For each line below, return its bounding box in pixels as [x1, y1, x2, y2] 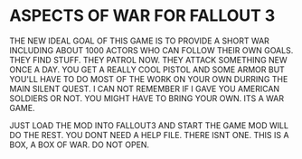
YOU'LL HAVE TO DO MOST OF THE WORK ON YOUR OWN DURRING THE [9, 73, 288, 84]
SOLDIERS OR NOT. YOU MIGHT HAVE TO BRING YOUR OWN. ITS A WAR [9, 92, 285, 104]
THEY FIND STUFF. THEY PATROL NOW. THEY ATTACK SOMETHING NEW [9, 54, 288, 65]
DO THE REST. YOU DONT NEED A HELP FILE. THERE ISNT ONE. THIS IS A [9, 129, 289, 140]
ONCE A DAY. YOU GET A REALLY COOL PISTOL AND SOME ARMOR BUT [9, 64, 285, 75]
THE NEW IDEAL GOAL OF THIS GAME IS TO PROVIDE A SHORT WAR [9, 35, 269, 46]
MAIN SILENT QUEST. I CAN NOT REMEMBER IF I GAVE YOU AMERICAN [9, 83, 280, 94]
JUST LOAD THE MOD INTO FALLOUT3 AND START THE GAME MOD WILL [9, 119, 289, 131]
